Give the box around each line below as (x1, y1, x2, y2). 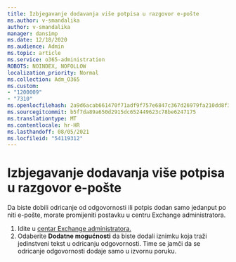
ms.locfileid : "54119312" (7, 135, 83, 142)
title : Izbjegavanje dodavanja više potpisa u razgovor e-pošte (7, 10, 199, 18)
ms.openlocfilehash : (7, 102, 68, 109)
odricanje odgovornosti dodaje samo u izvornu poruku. (17, 247, 177, 256)
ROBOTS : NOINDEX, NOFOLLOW (7, 63, 86, 70)
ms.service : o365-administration (7, 56, 105, 63)
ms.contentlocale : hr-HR (7, 121, 80, 129)
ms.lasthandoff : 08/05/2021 (7, 128, 90, 135)
